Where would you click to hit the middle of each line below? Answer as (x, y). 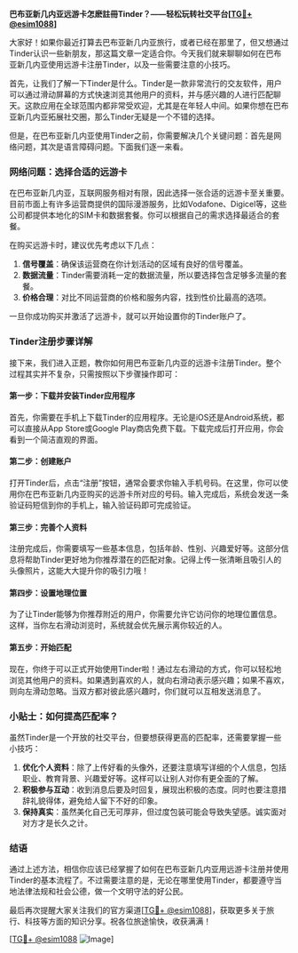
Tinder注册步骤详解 (51, 341)
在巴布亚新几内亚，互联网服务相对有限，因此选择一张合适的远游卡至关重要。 (149, 193)
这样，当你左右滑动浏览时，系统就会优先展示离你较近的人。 (118, 625)
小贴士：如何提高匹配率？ (64, 717)
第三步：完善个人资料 (48, 527)
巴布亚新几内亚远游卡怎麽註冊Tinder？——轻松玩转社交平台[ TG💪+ (131, 14)
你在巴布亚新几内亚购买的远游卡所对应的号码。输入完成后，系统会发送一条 (153, 494)
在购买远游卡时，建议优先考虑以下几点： (83, 245)
